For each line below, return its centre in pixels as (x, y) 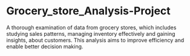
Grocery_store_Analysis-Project (88, 11)
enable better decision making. (45, 46)
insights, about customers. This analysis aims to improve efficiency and (95, 40)
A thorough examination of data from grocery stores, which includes (91, 27)
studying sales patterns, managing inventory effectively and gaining (91, 33)
